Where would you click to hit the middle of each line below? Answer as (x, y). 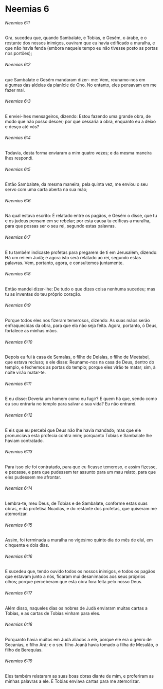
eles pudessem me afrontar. (33, 477)
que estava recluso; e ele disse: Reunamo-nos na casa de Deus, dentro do (80, 362)
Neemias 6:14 (19, 488)
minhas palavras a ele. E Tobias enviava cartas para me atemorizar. (72, 681)
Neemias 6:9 (18, 305)
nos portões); (19, 53)
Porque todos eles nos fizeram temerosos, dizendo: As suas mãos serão (78, 321)
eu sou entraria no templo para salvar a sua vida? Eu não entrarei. (71, 404)
